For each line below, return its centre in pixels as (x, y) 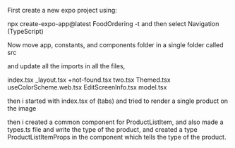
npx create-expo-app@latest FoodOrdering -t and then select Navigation (113, 24)
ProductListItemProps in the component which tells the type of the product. (117, 137)
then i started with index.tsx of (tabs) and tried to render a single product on (117, 101)
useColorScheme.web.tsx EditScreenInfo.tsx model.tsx (87, 87)
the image (22, 108)
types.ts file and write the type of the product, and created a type (102, 129)
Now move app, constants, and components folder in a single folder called (115, 45)
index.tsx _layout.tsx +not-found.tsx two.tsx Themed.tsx (89, 80)
